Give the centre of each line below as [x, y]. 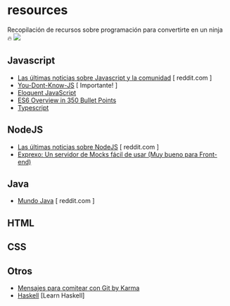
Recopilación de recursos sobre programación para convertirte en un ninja [115, 30]
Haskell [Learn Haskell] [51, 295]
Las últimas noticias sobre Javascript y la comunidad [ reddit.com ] [115, 78]
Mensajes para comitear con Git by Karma [78, 288]
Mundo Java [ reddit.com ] [56, 201]
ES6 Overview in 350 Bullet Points [67, 100]
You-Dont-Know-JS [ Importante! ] [68, 85]
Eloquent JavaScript [47, 92]
